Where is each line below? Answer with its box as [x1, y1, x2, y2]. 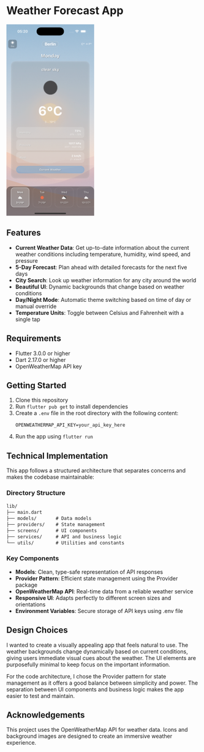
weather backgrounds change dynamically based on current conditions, [6, 647, 188, 655]
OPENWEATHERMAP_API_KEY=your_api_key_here [15, 422, 126, 429]
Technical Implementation [6, 451, 108, 461]
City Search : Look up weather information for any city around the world [15, 276, 197, 284]
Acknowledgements [6, 710, 85, 720]
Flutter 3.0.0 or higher [15, 350, 70, 357]
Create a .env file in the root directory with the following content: [15, 410, 179, 417]
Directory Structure [6, 489, 66, 497]
